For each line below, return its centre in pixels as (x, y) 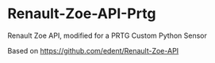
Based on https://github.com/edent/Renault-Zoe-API (93, 50)
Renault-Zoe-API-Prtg (82, 14)
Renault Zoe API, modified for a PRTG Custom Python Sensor (107, 35)
